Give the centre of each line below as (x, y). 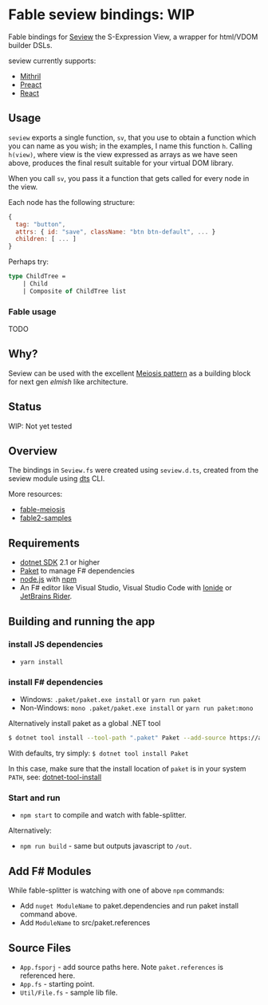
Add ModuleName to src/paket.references (85, 923)
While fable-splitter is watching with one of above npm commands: (116, 890)
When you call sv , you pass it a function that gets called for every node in (129, 178)
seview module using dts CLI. (57, 479)
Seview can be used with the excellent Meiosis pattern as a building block (130, 373)
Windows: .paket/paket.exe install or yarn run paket (110, 700)
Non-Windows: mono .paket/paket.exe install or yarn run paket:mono (136, 708)
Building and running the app (82, 621)
